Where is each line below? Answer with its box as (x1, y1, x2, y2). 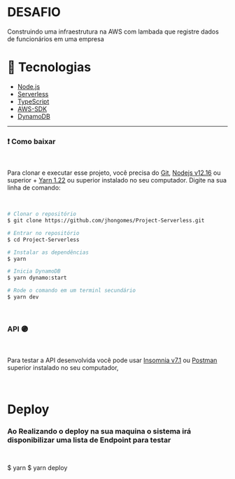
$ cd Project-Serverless (7, 236, 80, 243)
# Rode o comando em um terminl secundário (7, 287, 136, 294)
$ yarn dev (7, 294, 39, 301)
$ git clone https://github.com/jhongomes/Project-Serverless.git (7, 217, 205, 224)
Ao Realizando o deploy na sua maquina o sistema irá (7, 427, 192, 436)
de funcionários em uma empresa (7, 34, 104, 43)
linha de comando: (7, 183, 61, 192)
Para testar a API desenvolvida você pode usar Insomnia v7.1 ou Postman (7, 356, 218, 364)
